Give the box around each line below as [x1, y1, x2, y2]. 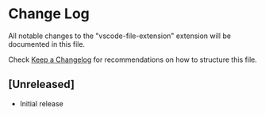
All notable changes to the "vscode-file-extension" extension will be [8, 31, 232, 40]
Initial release [19, 98, 63, 108]
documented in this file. [8, 39, 86, 48]
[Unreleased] [8, 78, 75, 91]
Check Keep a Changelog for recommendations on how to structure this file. [8, 55, 258, 64]
